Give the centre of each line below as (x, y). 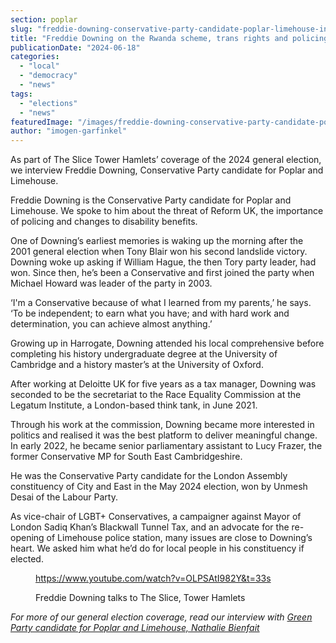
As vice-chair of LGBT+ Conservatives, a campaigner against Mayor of (156, 517)
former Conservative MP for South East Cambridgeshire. (126, 457)
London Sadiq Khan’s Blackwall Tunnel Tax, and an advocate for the (150, 527)
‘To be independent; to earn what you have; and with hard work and (150, 313)
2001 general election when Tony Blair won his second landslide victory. (159, 252)
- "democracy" (48, 76)
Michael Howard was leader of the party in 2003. (111, 283)
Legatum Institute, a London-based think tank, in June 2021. (134, 405)
